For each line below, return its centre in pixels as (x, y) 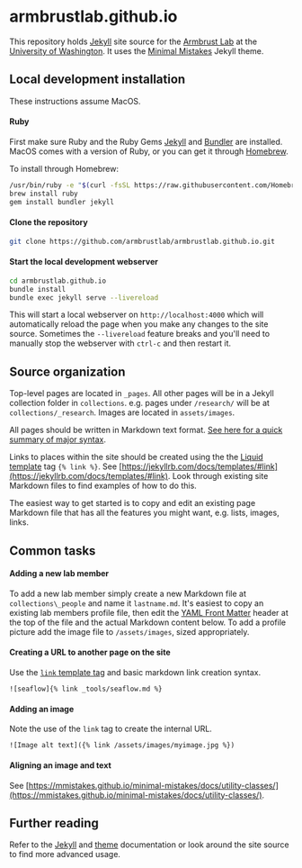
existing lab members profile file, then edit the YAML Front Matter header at (149, 612)
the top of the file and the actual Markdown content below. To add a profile (147, 622)
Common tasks (53, 551)
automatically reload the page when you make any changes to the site (139, 324)
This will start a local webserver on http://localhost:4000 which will (137, 315)
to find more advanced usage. (65, 854)
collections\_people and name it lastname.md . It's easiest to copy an (137, 603)
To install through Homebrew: (64, 168)
